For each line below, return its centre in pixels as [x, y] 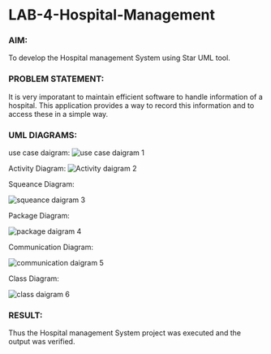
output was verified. [42, 342]
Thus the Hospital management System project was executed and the [125, 333]
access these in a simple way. [58, 114]
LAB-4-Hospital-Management [112, 15]
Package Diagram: [39, 216]
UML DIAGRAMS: [43, 135]
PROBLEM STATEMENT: [56, 79]
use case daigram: [39, 153]
